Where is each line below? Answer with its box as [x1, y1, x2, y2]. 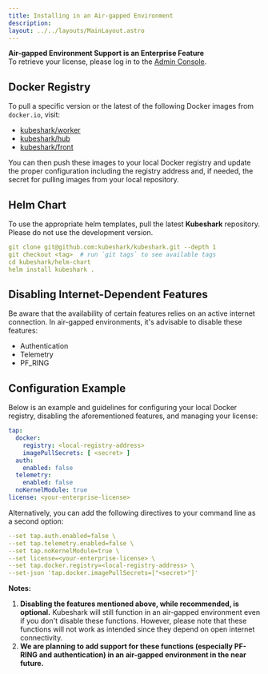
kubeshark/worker [19, 126, 82, 135]
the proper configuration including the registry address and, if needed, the [8, 166, 254, 176]
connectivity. [19, 633, 63, 643]
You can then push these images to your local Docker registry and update [8, 158, 251, 168]
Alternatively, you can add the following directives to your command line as [8, 508, 256, 517]
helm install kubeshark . [8, 265, 94, 273]
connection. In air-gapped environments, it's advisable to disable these [8, 317, 242, 327]
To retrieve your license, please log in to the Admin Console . [8, 57, 207, 66]
